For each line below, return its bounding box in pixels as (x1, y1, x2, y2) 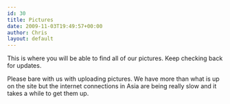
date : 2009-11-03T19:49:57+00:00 (7, 23, 103, 29)
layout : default (7, 36, 54, 42)
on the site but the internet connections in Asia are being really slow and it (7, 82, 217, 90)
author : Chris (7, 29, 48, 36)
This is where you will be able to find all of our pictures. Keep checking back (7, 54, 223, 62)
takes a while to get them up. (7, 90, 89, 98)
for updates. (7, 62, 42, 70)
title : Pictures (7, 16, 54, 23)
